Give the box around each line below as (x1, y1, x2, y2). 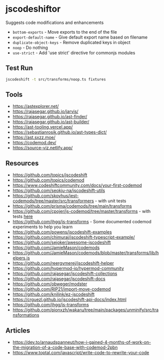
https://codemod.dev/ (12, 140, 56, 146)
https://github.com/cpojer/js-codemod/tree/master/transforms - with (12, 209, 151, 214)
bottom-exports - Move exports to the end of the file (12, 29, 117, 35)
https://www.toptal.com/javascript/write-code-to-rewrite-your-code (12, 350, 149, 356)
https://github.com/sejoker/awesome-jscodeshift (12, 239, 111, 245)
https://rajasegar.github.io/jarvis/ (12, 108, 79, 114)
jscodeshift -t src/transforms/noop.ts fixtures (5, 77, 106, 82)
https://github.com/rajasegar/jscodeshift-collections (12, 271, 117, 276)
